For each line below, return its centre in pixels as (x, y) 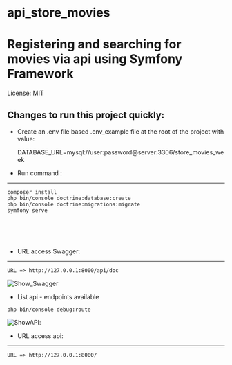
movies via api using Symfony (95, 59)
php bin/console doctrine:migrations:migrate (74, 204)
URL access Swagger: (49, 251)
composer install (32, 192)
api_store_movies (59, 13)
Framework (40, 74)
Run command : (39, 173)
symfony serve (28, 210)
